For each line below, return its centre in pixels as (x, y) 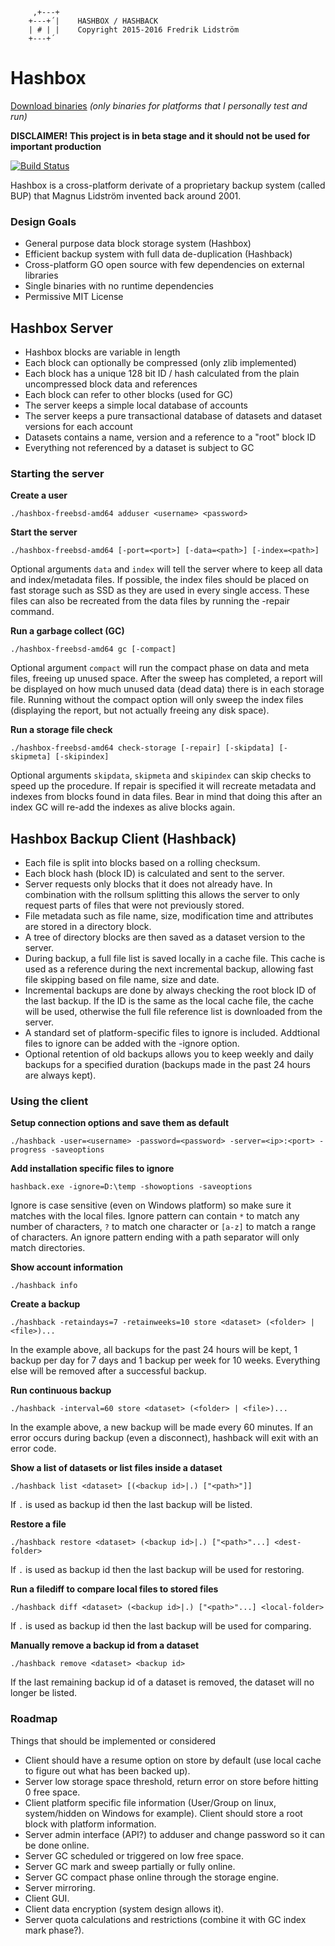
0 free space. (52, 1792)
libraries (41, 275)
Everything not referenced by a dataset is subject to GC (139, 448)
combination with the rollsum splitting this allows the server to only (162, 895)
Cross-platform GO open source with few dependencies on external (164, 265)
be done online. (57, 1845)
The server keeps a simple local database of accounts (136, 405)
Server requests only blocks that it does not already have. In (148, 884)
